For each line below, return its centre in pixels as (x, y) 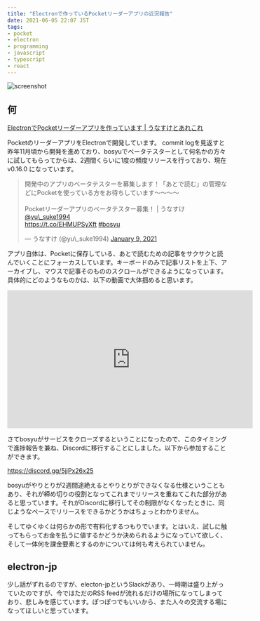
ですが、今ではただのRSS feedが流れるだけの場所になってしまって (127, 593)
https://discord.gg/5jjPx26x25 (50, 471)
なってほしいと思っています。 (50, 610)
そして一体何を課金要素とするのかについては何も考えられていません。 (108, 544)
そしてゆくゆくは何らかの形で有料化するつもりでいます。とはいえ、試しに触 (117, 526)
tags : (15, 27)
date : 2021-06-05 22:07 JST (48, 20)
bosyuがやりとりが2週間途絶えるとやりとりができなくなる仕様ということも (116, 486)
